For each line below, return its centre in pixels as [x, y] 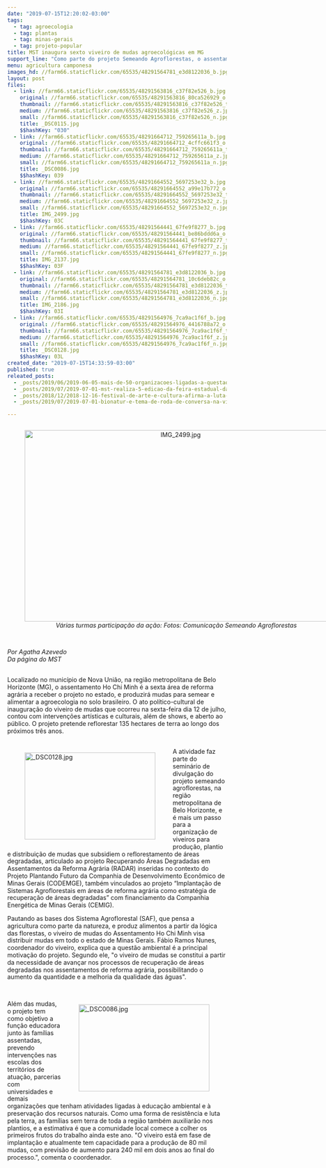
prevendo [21, 1048]
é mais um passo [197, 817]
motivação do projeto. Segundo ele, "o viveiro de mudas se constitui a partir [116, 955]
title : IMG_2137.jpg [49, 260]
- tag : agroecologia [43, 26]
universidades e [30, 1091]
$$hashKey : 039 [42, 175]
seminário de [192, 766]
